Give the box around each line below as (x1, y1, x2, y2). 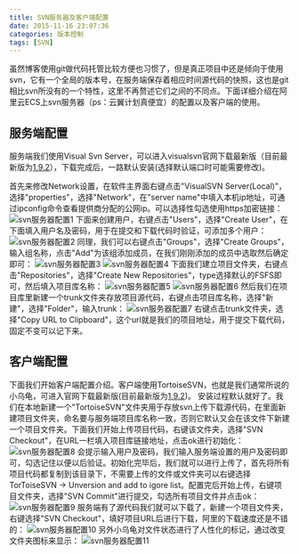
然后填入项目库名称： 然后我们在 (24, 281, 280, 292)
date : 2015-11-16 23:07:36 (9, 21, 109, 30)
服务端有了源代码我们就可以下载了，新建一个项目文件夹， (77, 501, 288, 512)
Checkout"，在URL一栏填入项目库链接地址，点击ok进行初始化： (9, 435, 245, 445)
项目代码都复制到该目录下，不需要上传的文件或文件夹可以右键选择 (9, 468, 251, 479)
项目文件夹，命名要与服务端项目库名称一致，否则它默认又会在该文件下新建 (16, 412, 290, 423)
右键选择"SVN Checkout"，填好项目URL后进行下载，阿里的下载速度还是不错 (9, 513, 288, 524)
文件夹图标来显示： (9, 535, 80, 546)
